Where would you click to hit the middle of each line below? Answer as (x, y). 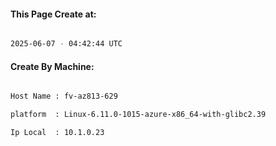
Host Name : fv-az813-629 (64, 96)
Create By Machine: (52, 66)
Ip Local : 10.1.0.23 (57, 133)
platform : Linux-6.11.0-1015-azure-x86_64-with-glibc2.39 (138, 115)
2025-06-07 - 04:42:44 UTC (66, 44)
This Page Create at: (53, 14)
